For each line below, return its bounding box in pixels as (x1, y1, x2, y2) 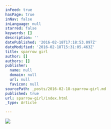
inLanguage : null (5, 21, 41, 26)
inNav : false (5, 16, 32, 21)
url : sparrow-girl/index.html (5, 95, 68, 100)
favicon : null (9, 81, 39, 86)
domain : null (9, 72, 37, 77)
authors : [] (5, 58, 30, 63)
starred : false (5, 26, 37, 31)
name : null (9, 68, 32, 73)
